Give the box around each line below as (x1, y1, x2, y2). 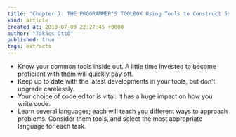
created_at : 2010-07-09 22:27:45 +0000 (7, 23, 124, 30)
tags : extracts (7, 43, 52, 50)
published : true (7, 37, 55, 44)
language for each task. (17, 122, 86, 130)
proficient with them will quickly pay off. (17, 70, 133, 78)
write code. (17, 100, 51, 107)
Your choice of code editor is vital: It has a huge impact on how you (17, 92, 213, 100)
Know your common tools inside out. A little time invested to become (17, 63, 216, 70)
